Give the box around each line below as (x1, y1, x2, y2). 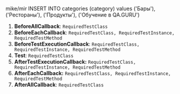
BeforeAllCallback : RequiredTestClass (14, 23, 108, 30)
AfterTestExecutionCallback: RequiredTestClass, (14, 59, 136, 65)
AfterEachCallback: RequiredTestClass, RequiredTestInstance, (14, 70, 171, 76)
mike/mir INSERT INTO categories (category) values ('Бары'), (5, 5, 156, 12)
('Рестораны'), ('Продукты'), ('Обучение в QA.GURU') (5, 11, 140, 18)
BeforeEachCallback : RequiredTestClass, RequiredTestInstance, (14, 29, 175, 36)
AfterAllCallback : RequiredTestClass (14, 81, 104, 88)
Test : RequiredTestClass (14, 52, 74, 59)
